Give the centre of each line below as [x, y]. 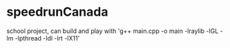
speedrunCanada [57, 12]
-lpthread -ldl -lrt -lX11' [47, 38]
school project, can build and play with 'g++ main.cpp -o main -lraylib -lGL [113, 31]
